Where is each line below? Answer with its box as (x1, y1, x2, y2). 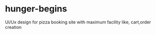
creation (5, 24, 22, 30)
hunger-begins (5, 3, 67, 14)
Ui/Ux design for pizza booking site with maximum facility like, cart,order (5, 19, 151, 25)
